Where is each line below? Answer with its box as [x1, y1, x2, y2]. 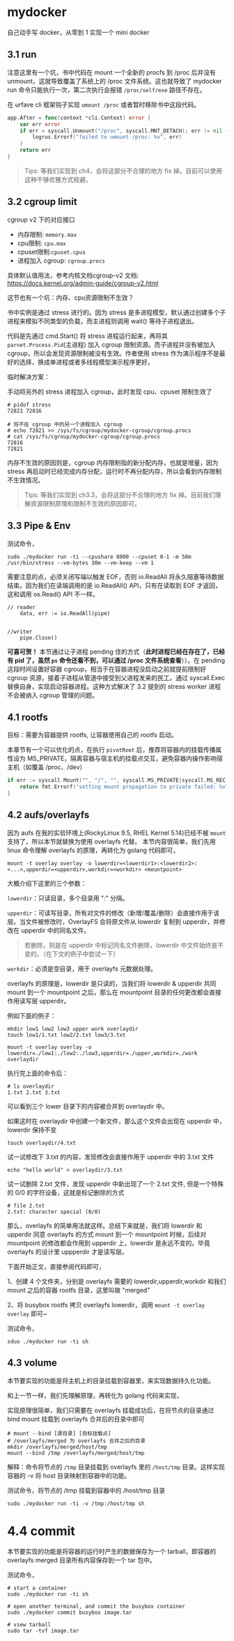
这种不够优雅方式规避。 [24, 175, 92, 183]
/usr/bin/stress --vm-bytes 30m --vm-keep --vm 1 [7, 559, 155, 567]
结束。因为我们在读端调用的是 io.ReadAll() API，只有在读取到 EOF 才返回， [7, 581, 221, 590]
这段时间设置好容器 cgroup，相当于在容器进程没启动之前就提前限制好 [7, 665, 207, 673]
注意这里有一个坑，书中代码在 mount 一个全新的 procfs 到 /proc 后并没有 [7, 68, 216, 77]
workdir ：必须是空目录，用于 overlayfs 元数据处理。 [7, 964, 157, 973]
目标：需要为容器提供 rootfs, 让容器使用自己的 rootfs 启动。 [7, 731, 178, 739]
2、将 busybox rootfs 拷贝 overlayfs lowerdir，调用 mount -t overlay [7, 1300, 205, 1309]
